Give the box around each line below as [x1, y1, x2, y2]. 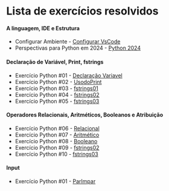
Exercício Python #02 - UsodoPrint [14, 78, 102, 85]
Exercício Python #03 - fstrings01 [14, 85, 98, 92]
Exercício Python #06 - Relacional [14, 125, 100, 132]
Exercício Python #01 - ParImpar [14, 178, 96, 185]
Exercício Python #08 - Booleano [14, 137, 98, 144]
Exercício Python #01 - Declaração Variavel [14, 71, 123, 79]
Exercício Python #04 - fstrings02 [14, 91, 100, 98]
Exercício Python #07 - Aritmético [14, 131, 100, 138]
